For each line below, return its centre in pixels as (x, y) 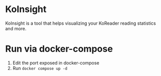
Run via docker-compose (59, 49)
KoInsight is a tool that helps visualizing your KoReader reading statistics (81, 23)
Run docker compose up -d (40, 68)
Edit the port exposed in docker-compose (56, 63)
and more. (16, 28)
